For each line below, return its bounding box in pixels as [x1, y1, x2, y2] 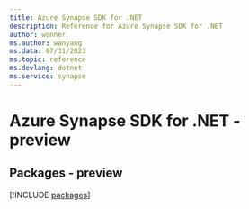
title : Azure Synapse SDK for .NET [9, 13, 143, 23]
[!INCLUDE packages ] [9, 189, 91, 200]
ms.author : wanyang [9, 38, 83, 48]
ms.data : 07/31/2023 [9, 47, 87, 56]
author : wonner [9, 30, 67, 39]
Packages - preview [9, 166, 123, 181]
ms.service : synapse [9, 72, 87, 81]
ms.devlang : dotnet [9, 64, 83, 73]
